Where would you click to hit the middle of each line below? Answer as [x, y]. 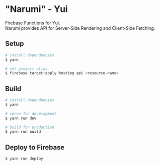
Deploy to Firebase [35, 147]
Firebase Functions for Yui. [33, 23]
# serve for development [31, 113]
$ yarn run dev [21, 118]
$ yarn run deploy [24, 159]
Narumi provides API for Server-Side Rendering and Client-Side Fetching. [80, 28]
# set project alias [27, 69]
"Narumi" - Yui [37, 9]
